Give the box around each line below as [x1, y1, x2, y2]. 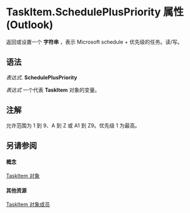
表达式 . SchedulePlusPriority [6, 74, 78, 81]
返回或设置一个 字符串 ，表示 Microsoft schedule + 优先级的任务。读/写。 [6, 38, 183, 45]
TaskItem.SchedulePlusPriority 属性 [6, 5, 184, 19]
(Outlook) [6, 18, 54, 32]
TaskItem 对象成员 [6, 201, 50, 208]
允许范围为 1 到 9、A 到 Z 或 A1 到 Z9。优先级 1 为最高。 [6, 121, 140, 129]
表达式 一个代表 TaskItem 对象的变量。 [6, 86, 101, 93]
